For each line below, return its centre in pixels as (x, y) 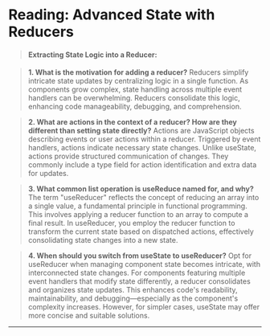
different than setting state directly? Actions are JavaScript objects (141, 131)
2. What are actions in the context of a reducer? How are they (132, 122)
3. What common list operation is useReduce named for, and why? (141, 189)
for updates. (48, 174)
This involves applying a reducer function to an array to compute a (138, 215)
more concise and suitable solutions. (89, 316)
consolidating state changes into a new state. (103, 240)
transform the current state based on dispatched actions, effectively (141, 232)
